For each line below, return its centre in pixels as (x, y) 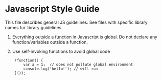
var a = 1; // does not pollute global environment (78, 64)
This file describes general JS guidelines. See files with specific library (76, 22)
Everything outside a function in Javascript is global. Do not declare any (85, 37)
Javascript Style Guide (52, 9)
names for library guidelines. (34, 27)
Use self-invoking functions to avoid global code (61, 51)
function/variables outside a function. (50, 42)
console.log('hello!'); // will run (60, 69)
